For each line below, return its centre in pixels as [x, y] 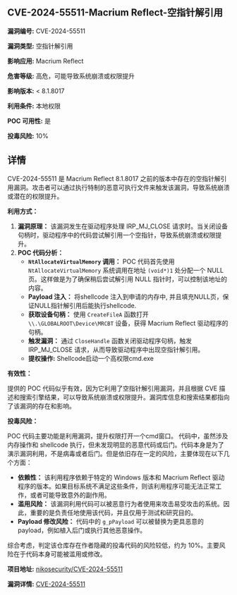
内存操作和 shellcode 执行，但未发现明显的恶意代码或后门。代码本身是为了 [116, 444]
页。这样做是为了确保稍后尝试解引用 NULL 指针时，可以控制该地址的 [128, 279]
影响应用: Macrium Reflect [45, 61]
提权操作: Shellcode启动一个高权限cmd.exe [91, 358]
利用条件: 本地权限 [34, 106]
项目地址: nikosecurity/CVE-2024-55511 [65, 569]
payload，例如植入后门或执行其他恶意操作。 [82, 530]
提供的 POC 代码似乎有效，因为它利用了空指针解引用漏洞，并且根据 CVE [112, 388]
